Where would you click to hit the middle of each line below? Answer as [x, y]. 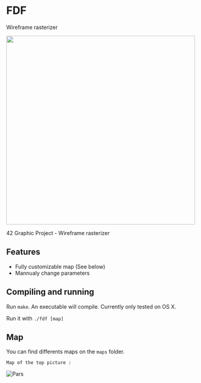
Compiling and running [50, 292]
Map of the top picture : [39, 363]
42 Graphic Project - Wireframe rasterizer [58, 233]
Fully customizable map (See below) [60, 266]
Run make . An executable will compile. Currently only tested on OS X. [91, 306]
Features [23, 252]
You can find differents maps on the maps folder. [65, 352]
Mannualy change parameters [52, 273]
